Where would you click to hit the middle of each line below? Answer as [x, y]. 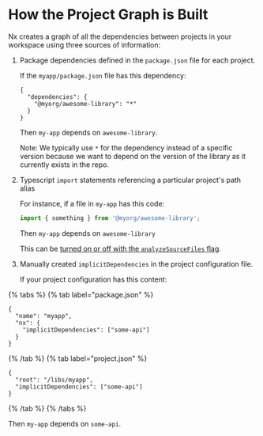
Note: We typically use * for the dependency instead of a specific [126, 147]
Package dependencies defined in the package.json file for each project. [137, 60]
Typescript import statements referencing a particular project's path [130, 180]
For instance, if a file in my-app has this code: [92, 203]
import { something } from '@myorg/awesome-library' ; [110, 218]
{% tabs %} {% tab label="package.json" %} [81, 294]
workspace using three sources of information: [85, 44]
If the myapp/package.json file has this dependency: [103, 75]
